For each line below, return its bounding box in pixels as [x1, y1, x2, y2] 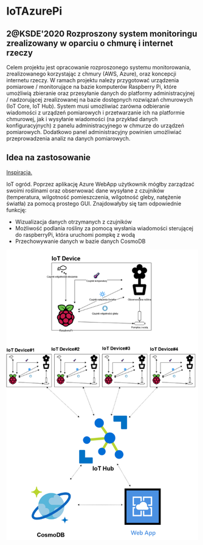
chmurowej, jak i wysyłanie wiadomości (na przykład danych [6, 116, 158, 122]
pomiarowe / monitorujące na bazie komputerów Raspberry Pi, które [6, 83, 177, 90]
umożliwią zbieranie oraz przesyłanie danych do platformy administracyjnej [6, 90, 195, 97]
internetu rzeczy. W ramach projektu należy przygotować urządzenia [6, 77, 179, 83]
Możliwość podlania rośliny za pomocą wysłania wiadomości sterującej [15, 224, 193, 232]
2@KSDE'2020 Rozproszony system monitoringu [6, 29, 198, 39]
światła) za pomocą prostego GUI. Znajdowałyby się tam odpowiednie [6, 200, 182, 207]
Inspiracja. [6, 169, 32, 176]
